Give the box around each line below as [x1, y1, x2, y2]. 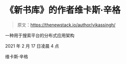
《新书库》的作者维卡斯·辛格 [5, 4, 121, 16]
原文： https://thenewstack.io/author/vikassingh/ [17, 22, 116, 28]
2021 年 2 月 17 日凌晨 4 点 [5, 43, 59, 49]
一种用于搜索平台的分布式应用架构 [5, 32, 75, 38]
